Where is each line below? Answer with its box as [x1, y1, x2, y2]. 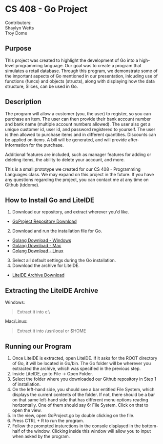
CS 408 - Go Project [5, 3, 88, 15]
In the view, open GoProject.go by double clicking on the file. [12, 413, 135, 418]
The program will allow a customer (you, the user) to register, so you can [5, 110, 151, 116]
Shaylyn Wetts [5, 25, 34, 30]
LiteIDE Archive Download [12, 272, 65, 278]
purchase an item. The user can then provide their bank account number [5, 116, 151, 122]
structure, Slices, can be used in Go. [5, 83, 78, 89]
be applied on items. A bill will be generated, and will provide [5, 136, 127, 143]
